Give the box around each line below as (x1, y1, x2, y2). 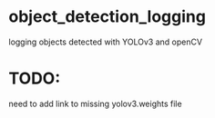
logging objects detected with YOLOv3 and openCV (8, 36, 202, 47)
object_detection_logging (8, 6, 207, 27)
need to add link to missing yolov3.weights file (8, 98, 183, 109)
